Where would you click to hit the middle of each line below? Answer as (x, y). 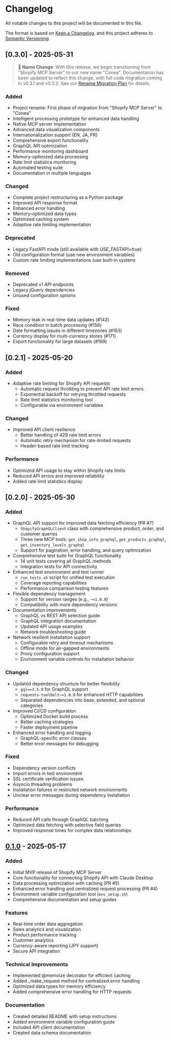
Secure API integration (36, 951)
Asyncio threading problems (42, 784)
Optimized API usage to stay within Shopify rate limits (69, 470)
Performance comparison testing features (64, 588)
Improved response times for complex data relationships (72, 830)
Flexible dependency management (49, 594)
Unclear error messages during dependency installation (71, 795)
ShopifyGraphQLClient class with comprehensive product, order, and (92, 529)
